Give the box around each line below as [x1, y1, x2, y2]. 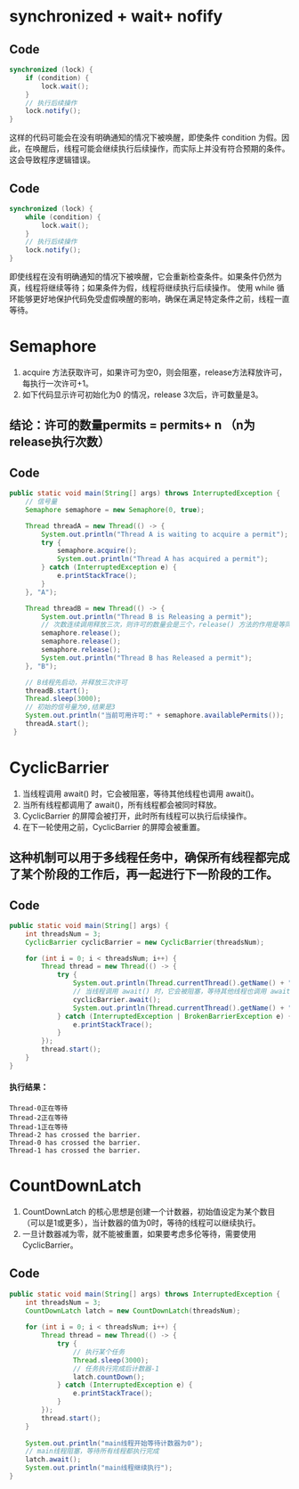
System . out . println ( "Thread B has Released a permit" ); [41, 653, 253, 663]
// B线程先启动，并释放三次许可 [25, 678, 127, 687]
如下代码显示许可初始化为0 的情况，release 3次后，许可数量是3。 [21, 389, 264, 400]
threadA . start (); [25, 720, 90, 728]
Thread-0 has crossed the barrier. [9, 1138, 141, 1148]
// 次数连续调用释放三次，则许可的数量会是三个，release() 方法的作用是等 [41, 621, 286, 630]
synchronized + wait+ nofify [9, 6, 223, 27]
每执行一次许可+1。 [21, 378, 93, 388]
